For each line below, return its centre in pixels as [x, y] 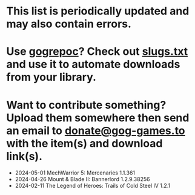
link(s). [24, 156]
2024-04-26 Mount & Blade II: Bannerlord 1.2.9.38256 [82, 179]
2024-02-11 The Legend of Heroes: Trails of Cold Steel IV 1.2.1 [93, 186]
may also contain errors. [69, 24]
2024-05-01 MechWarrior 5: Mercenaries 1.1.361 [75, 173]
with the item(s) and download [84, 143]
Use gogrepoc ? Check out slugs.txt [97, 52]
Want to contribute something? [86, 105]
